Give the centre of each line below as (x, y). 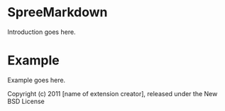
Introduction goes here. (42, 32)
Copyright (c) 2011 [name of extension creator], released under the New (112, 93)
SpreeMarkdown (57, 12)
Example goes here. (37, 80)
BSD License (26, 101)
